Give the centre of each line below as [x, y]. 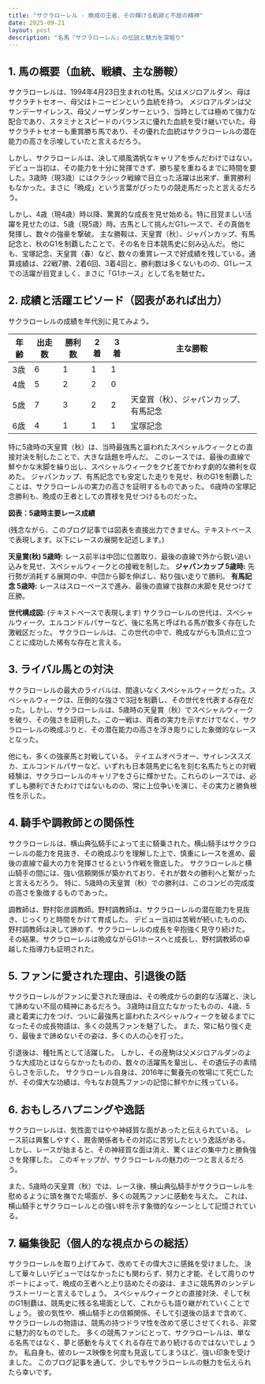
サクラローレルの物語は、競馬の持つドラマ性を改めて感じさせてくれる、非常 [132, 1322]
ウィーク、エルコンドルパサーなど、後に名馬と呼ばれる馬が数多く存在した [135, 622]
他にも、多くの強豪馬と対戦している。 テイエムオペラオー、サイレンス [123, 756]
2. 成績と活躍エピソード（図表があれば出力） [118, 301]
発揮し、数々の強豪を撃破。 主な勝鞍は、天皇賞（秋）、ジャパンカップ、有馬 [132, 234]
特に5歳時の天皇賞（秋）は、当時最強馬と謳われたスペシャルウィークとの [127, 447]
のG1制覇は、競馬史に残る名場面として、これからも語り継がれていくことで [129, 1303]
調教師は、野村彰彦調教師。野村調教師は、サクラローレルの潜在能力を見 [125, 909]
